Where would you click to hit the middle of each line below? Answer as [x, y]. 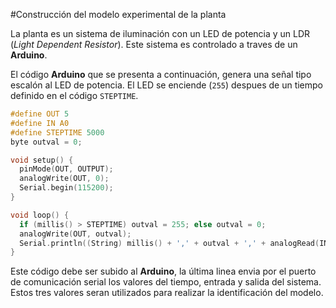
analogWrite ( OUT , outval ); [75, 234]
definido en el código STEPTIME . [74, 95]
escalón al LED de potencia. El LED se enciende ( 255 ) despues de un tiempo [166, 85]
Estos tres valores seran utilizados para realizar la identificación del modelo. [167, 293]
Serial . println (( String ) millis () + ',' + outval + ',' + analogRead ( [169, 243]
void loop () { [40, 215]
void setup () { [42, 160]
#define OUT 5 [40, 114]
